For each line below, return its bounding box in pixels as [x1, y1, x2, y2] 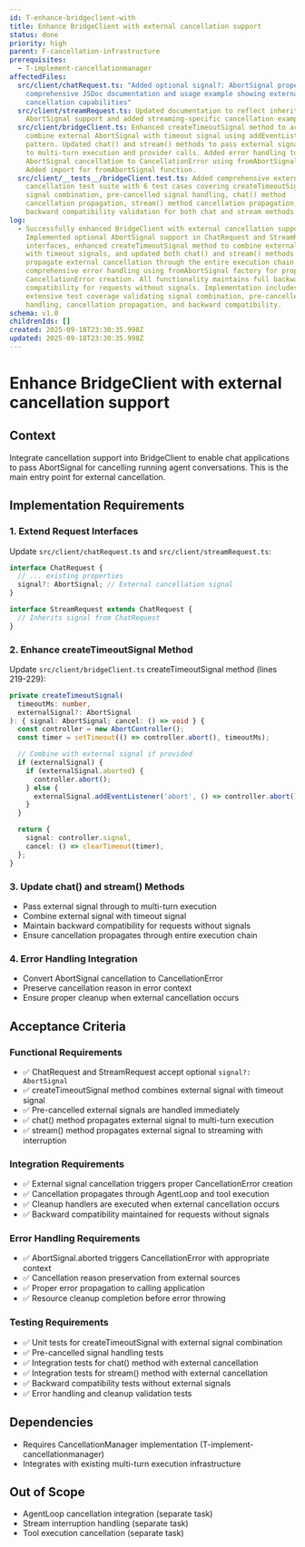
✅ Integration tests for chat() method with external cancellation [22, 1357, 259, 1368]
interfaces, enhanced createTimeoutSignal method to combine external [25, 241, 299, 250]
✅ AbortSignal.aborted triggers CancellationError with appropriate [22, 1253, 270, 1264]
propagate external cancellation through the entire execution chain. [25, 258, 299, 268]
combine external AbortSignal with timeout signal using [25, 132, 246, 141]
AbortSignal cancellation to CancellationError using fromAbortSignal [25, 156, 299, 166]
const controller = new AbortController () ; [17, 725, 184, 734]
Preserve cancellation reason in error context [22, 983, 192, 994]
